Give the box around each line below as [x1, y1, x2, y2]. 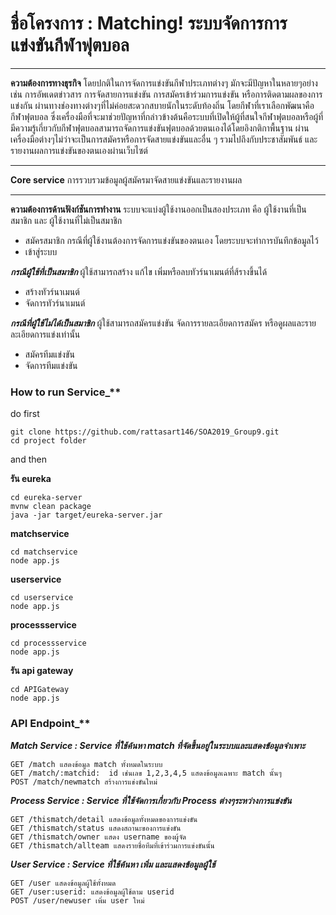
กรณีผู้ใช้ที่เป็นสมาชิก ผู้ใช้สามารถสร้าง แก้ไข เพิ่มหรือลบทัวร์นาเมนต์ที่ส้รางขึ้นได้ [10, 265, 268, 277]
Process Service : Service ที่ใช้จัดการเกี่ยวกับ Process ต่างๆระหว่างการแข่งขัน [10, 794, 292, 806]
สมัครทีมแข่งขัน [24, 348, 75, 360]
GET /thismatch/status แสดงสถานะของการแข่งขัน [10, 823, 182, 833]
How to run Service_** [10, 385, 122, 399]
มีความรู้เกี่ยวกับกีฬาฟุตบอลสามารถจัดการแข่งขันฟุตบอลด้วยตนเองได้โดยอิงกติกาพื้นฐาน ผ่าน [10, 122, 310, 134]
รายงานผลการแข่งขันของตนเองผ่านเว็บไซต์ [10, 144, 148, 156]
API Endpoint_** [10, 717, 91, 731]
